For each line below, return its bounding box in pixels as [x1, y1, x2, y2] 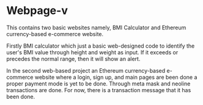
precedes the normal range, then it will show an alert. [6, 55, 141, 62]
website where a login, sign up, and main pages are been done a [34, 73, 197, 81]
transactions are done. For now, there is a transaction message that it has [6, 86, 191, 93]
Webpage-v [6, 4, 68, 18]
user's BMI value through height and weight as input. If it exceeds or [6, 48, 179, 56]
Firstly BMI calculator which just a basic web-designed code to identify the [6, 42, 195, 49]
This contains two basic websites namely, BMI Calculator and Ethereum [6, 24, 186, 31]
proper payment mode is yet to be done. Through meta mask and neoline [6, 80, 191, 87]
